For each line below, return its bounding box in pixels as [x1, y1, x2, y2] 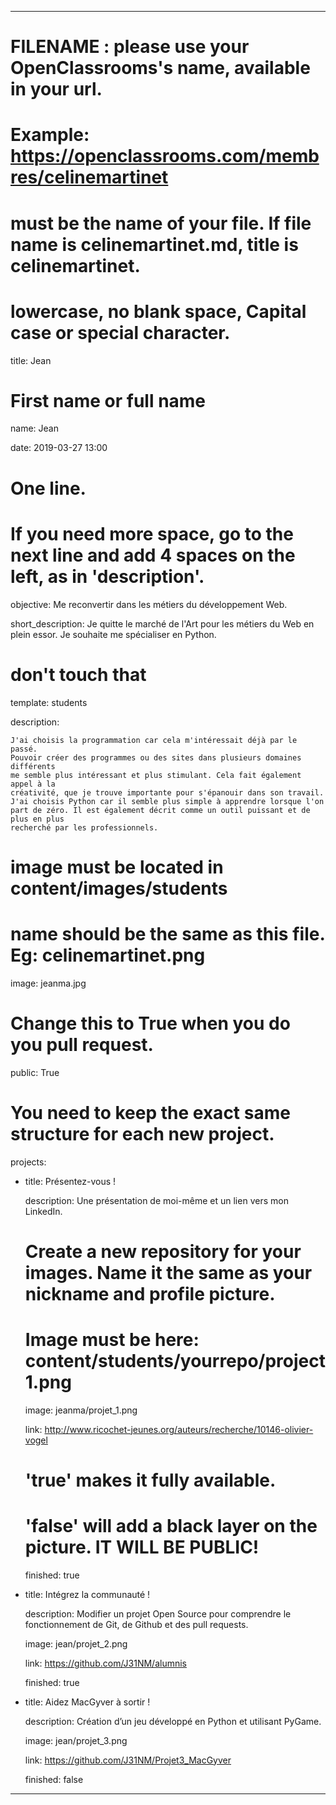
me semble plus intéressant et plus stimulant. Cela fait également [10, 770, 302, 780]
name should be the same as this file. [10, 922, 325, 945]
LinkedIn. [24, 1205, 63, 1217]
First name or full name [10, 389, 207, 412]
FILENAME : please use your [10, 36, 250, 58]
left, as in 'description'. [10, 565, 205, 588]
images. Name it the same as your [24, 1261, 313, 1284]
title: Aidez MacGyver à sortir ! [24, 1696, 151, 1708]
